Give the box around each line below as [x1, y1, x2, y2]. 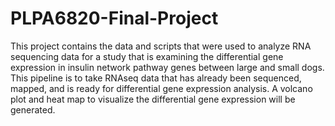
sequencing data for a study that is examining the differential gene [10, 50, 284, 62]
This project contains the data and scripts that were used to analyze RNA [10, 40, 312, 52]
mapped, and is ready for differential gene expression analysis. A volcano [10, 82, 313, 94]
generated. [10, 103, 56, 116]
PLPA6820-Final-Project [10, 7, 219, 30]
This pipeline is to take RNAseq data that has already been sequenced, [10, 72, 302, 84]
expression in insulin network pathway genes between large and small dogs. [10, 61, 325, 73]
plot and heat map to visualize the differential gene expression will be [10, 93, 296, 105]
